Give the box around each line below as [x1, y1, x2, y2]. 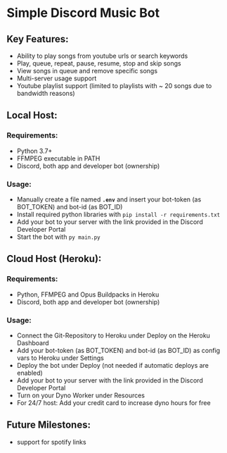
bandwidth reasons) [16, 89, 75, 97]
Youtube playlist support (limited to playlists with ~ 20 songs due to [16, 82, 212, 89]
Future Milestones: [6, 419, 91, 431]
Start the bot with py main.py [16, 232, 100, 241]
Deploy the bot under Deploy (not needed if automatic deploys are [16, 361, 209, 369]
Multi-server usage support [16, 74, 97, 82]
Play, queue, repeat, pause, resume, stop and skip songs [16, 59, 181, 68]
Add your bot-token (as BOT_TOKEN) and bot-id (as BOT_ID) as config [16, 346, 221, 354]
